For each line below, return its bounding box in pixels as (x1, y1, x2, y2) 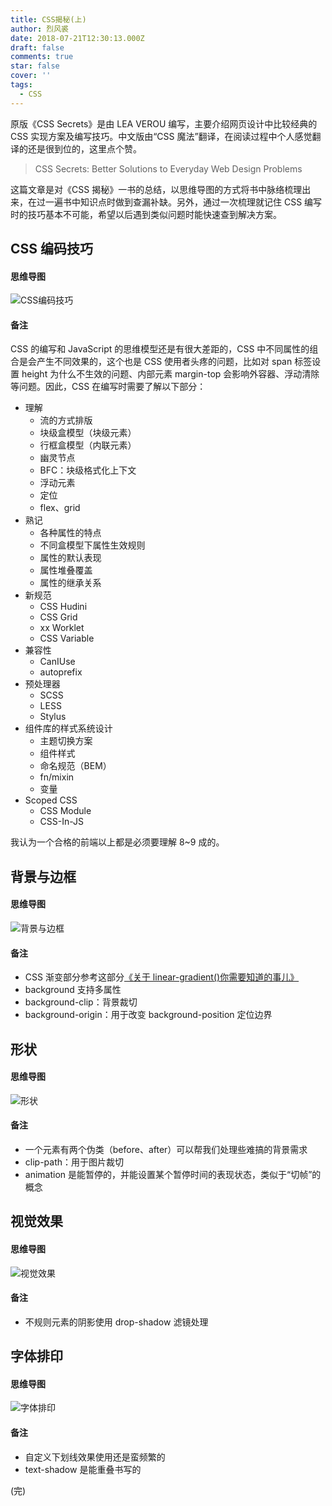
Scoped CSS (24, 794, 78, 806)
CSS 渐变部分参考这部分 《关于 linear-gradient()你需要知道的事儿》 (24, 971, 300, 983)
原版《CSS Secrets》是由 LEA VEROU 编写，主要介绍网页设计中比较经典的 (10, 117, 318, 130)
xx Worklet (39, 622, 85, 634)
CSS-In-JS (39, 816, 85, 828)
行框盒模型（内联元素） (39, 439, 137, 451)
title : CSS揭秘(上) (10, 14, 87, 25)
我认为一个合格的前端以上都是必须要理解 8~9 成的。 (10, 836, 225, 848)
